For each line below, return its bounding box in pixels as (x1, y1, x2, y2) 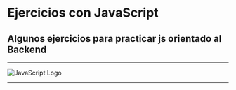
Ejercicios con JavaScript (7, 5, 159, 21)
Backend (7, 43, 47, 55)
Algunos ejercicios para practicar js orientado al (7, 33, 222, 45)
